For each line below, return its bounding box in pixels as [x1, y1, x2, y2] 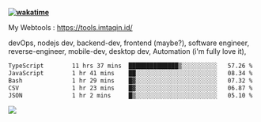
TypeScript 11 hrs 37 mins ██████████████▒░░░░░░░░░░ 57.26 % [8, 62, 253, 70]
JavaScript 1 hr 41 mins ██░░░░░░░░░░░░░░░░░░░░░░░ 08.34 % [8, 69, 253, 77]
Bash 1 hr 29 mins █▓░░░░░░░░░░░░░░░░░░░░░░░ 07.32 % [8, 76, 253, 85]
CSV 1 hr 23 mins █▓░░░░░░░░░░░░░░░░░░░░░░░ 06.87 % [8, 84, 253, 92]
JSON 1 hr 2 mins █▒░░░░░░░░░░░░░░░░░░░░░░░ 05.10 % [8, 91, 253, 99]
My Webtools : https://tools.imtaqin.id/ [8, 23, 133, 32]
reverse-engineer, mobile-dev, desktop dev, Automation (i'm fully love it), [8, 47, 247, 55]
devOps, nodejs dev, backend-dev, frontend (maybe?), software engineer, [8, 38, 250, 48]
